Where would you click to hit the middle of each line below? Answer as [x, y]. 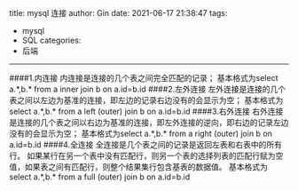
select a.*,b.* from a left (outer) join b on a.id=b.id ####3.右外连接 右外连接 [146, 111]
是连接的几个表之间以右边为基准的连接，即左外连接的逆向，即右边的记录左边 [149, 122]
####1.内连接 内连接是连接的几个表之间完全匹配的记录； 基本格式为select [144, 78]
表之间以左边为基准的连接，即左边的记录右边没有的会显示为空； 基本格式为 [146, 100]
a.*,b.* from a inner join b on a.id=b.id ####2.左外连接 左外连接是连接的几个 [148, 89]
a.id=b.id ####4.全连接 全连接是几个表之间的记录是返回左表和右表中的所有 [145, 144]
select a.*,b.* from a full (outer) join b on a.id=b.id [100, 177]
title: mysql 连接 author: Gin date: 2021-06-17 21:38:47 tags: [118, 13]
